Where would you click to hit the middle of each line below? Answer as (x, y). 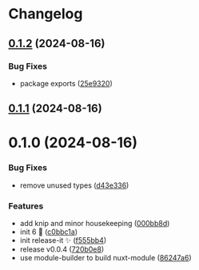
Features (26, 206)
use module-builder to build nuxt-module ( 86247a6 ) (105, 258)
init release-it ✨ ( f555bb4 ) (63, 240)
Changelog (46, 14)
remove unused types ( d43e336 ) (74, 185)
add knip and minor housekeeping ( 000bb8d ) (95, 224)
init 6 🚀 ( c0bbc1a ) (49, 232)
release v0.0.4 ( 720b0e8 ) (62, 249)
